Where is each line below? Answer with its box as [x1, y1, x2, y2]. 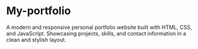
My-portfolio [6, 4, 71, 18]
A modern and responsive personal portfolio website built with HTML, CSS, [6, 24, 193, 31]
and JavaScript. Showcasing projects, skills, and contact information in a [6, 30, 187, 37]
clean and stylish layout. [6, 36, 66, 43]
